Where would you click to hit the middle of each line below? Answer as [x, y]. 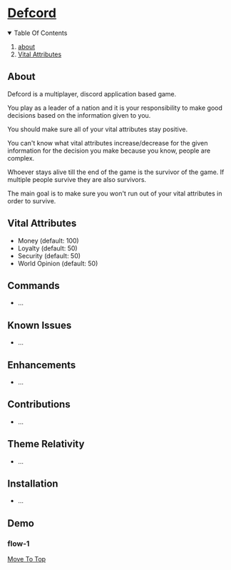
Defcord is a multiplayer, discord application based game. [92, 93]
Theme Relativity [46, 444]
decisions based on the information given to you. [79, 115]
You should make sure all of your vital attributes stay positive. [97, 129]
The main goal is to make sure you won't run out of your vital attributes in [115, 193]
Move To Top [27, 559]
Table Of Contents [41, 33]
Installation [33, 484]
